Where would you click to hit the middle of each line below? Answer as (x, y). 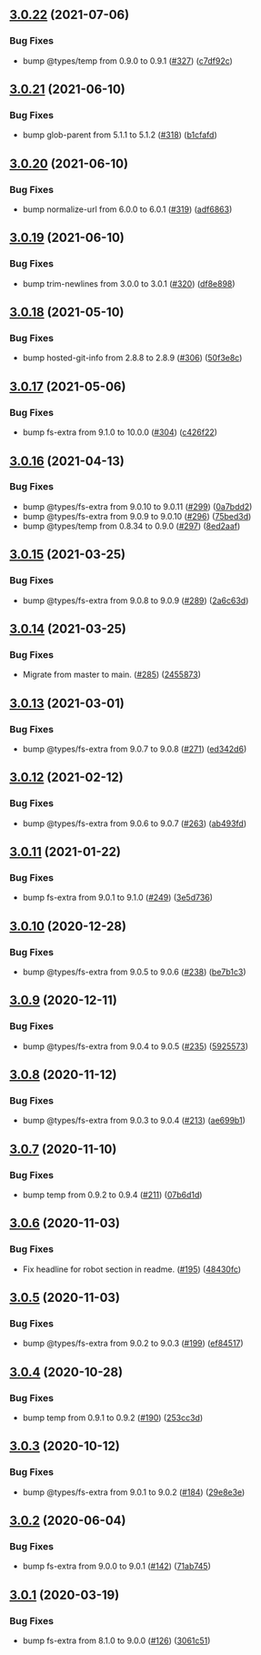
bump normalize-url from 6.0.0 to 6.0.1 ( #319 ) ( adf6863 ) (127, 209)
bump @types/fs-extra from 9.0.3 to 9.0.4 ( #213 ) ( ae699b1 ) (134, 1120)
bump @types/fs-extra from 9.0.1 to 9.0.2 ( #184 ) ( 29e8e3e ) (134, 1492)
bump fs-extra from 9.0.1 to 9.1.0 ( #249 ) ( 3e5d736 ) (118, 898)
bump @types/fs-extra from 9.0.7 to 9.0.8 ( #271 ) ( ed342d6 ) (135, 749)
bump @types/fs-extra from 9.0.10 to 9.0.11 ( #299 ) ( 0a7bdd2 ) (137, 506)
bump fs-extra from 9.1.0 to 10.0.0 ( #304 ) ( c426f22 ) (120, 432)
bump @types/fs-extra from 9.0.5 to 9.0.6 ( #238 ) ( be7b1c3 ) (135, 972)
